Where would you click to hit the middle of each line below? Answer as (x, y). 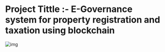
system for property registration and (83, 20)
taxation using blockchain (60, 30)
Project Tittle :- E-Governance (69, 9)
